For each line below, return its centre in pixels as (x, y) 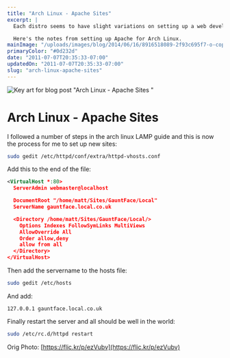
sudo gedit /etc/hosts (39, 283)
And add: (20, 296)
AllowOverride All (46, 232)
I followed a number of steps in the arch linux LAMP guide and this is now (111, 136)
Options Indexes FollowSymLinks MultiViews (82, 226)
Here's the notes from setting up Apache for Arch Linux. (98, 38)
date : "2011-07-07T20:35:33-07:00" (58, 58)
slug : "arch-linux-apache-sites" (55, 70)
